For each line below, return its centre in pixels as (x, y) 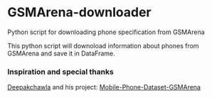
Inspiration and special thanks (60, 72)
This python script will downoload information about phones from (103, 45)
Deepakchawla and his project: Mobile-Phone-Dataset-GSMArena (104, 87)
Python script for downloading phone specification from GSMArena (106, 32)
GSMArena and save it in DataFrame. (61, 53)
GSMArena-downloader (79, 12)
